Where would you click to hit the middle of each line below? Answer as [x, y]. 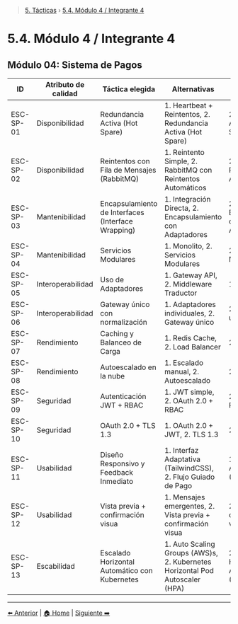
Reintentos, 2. [187, 114]
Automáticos [185, 188]
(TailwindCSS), [189, 468]
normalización [124, 322]
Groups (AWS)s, [191, 553]
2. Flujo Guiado [189, 477]
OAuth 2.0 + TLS [128, 426]
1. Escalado [184, 363]
